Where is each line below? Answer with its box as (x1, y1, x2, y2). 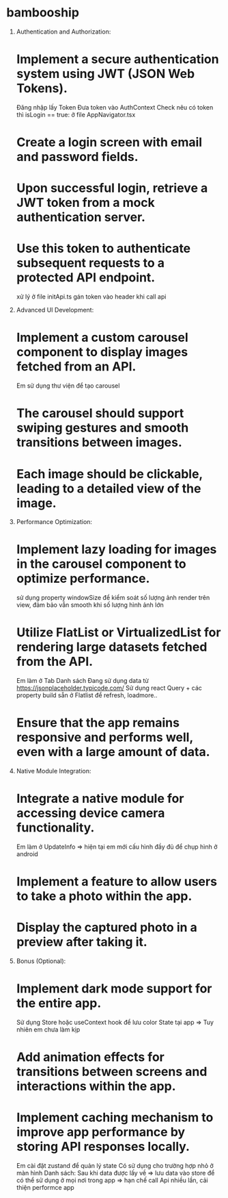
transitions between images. (16, 435, 182, 450)
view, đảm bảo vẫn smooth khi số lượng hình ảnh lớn (16, 601, 165, 609)
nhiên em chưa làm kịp (16, 1025, 81, 1034)
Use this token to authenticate (16, 241, 191, 256)
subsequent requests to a (16, 255, 165, 271)
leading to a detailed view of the (16, 481, 201, 496)
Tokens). (16, 81, 68, 97)
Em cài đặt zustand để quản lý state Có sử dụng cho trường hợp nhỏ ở (16, 1162, 214, 1170)
